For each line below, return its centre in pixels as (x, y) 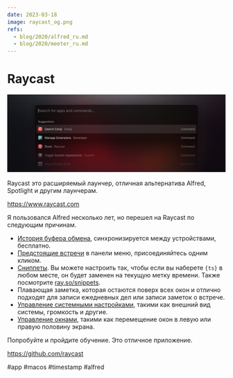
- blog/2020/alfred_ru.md (51, 37)
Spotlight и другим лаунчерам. (53, 190)
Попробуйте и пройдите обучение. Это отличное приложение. (100, 340)
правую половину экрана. (56, 327)
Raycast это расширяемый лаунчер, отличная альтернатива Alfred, (106, 183)
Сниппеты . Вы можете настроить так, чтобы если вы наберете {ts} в (120, 268)
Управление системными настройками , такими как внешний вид (114, 304)
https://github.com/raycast (45, 353)
